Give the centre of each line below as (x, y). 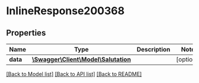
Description (153, 50)
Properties (26, 33)
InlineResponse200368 (65, 11)
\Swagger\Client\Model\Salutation (81, 59)
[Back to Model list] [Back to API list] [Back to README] (74, 74)
